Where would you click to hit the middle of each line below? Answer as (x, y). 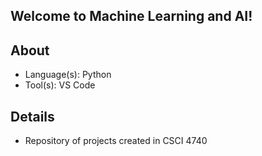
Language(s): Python (68, 75)
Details (32, 116)
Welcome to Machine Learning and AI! (131, 16)
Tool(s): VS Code (60, 85)
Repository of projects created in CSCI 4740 (116, 141)
